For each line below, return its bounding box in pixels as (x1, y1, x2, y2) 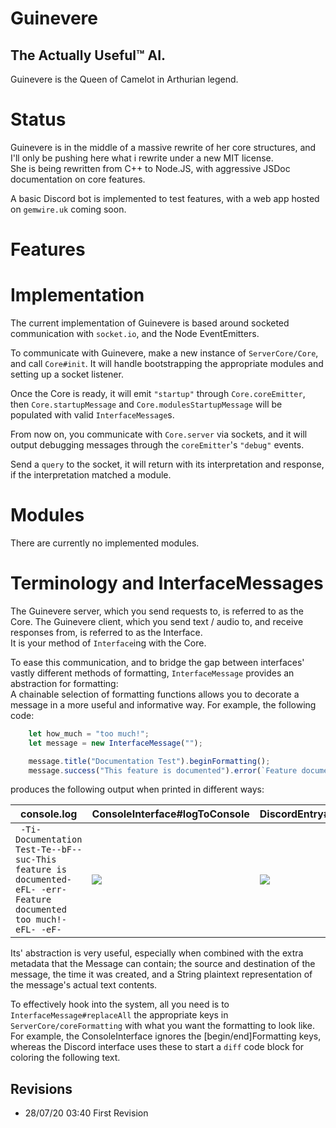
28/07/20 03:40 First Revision (24, 1107, 149, 1119)
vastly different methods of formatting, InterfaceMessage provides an (10, 667, 295, 679)
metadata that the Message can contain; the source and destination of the (10, 958, 316, 970)
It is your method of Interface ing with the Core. (10, 637, 207, 649)
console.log (20, 807, 78, 821)
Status (10, 108, 67, 131)
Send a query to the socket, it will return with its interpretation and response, (10, 458, 325, 471)
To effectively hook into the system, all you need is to (10, 998, 230, 1011)
